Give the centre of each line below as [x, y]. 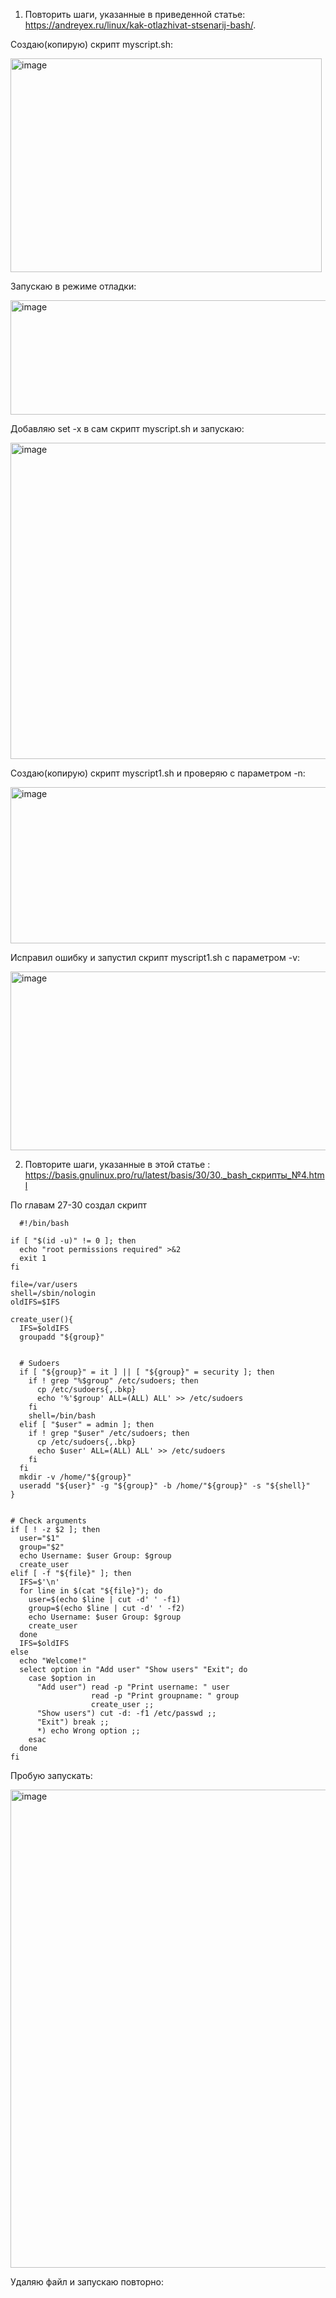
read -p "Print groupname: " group [165, 1696]
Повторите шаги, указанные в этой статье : [117, 1164]
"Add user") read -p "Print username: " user [133, 1687]
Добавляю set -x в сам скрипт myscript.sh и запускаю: [127, 428]
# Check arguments [48, 1521]
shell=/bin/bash [62, 1416]
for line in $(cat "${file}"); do [91, 1591]
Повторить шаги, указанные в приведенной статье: [135, 14]
